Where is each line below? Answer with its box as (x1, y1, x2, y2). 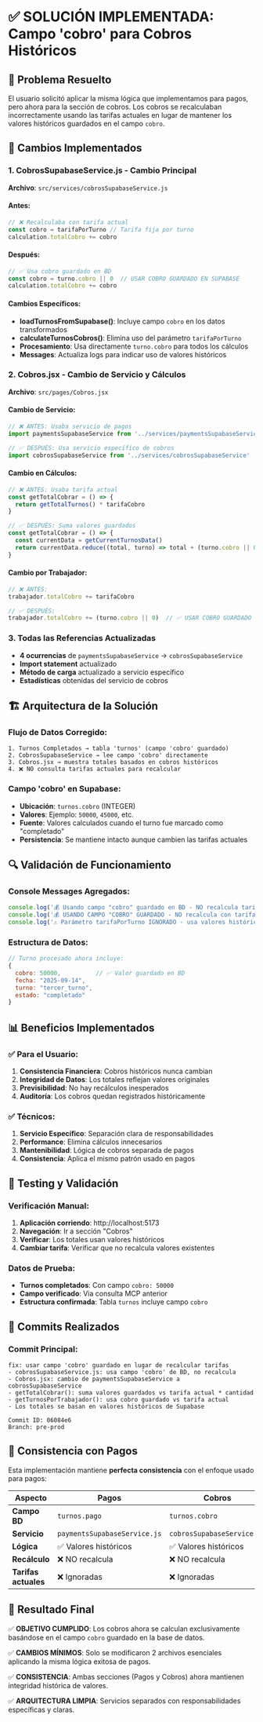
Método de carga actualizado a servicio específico (19, 667, 185, 677)
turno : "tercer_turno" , (15, 984, 92, 992)
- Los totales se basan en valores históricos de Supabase (8, 1402, 205, 1410)
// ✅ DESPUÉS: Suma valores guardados (8, 522, 136, 530)
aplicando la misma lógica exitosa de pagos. (8, 1657, 151, 1666)
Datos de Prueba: (8, 1263, 76, 1274)
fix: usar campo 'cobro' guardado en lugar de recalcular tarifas (8, 1362, 229, 1369)
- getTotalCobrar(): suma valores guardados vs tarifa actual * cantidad (8, 1389, 254, 1397)
